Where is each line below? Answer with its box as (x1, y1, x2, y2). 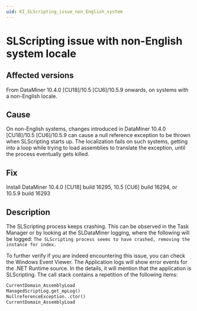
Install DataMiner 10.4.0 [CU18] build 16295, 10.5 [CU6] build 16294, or (6, 183, 177, 191)
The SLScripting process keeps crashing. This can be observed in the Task (6, 223, 189, 230)
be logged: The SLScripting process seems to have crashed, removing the (6, 236, 190, 243)
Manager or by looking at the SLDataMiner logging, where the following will (6, 229, 190, 236)
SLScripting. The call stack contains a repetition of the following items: (6, 271, 179, 278)
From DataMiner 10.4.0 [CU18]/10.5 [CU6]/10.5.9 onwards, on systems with (6, 86, 189, 93)
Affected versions (6, 71, 74, 81)
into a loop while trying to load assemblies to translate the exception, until (6, 144, 185, 151)
